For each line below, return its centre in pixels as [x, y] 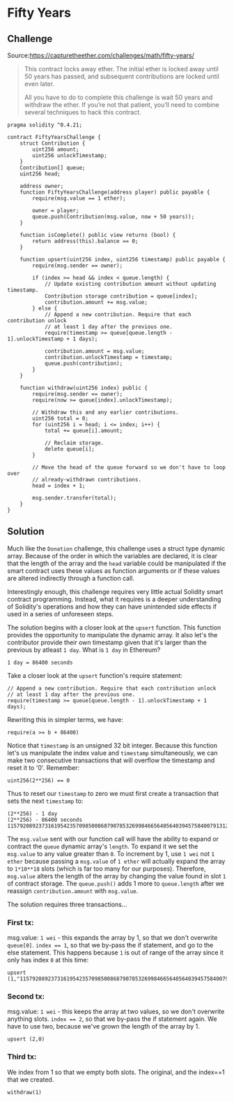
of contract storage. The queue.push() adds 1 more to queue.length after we [116, 883]
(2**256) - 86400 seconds [45, 820]
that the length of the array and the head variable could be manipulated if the [117, 563]
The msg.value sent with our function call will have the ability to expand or [113, 839]
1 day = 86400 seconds [40, 662]
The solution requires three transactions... [67, 904]
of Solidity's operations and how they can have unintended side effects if [112, 607]
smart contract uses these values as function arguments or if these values [114, 570]
